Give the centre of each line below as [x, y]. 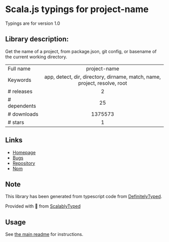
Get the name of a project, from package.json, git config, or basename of [81, 51]
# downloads [23, 114]
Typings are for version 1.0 [33, 23]
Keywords [20, 80]
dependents [22, 106]
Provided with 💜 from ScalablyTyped [43, 206]
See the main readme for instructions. [44, 234]
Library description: [37, 39]
